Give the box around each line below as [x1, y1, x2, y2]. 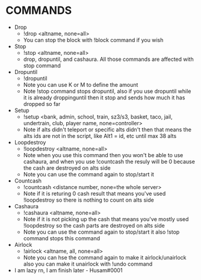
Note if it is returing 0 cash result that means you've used [23, 190, 166, 197]
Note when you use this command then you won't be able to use [23, 151, 184, 158]
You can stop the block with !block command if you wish [23, 36, 164, 43]
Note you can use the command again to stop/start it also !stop [23, 228, 180, 235]
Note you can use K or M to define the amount [23, 81, 138, 88]
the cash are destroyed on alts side [23, 164, 111, 172]
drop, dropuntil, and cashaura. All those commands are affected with [23, 55, 194, 63]
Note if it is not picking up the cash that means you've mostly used [23, 215, 189, 223]
